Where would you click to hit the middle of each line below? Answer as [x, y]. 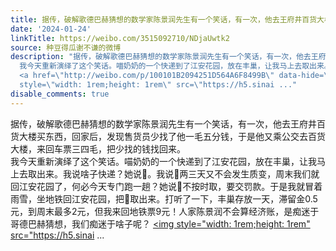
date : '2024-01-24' [51, 29]
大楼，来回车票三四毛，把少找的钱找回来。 [98, 148]
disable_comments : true [60, 94]
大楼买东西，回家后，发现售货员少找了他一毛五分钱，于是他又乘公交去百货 [172, 136]
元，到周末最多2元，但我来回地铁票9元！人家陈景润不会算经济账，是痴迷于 [165, 211]
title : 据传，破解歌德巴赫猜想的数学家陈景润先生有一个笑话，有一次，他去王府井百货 [164, 19]
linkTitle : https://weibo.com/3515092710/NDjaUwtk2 [120, 38]
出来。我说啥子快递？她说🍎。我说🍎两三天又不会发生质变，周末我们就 [178, 173]
